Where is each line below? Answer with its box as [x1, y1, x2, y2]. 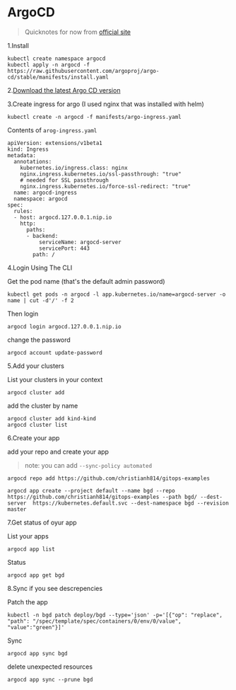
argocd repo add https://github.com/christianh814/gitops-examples [7, 475, 211, 482]
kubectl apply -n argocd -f [7, 61, 90, 68]
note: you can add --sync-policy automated [24, 461, 153, 469]
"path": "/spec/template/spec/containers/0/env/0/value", [7, 617, 182, 625]
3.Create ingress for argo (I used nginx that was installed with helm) [7, 100, 205, 108]
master [7, 505, 27, 513]
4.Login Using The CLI [7, 263, 73, 272]
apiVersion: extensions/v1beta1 [7, 139, 102, 146]
